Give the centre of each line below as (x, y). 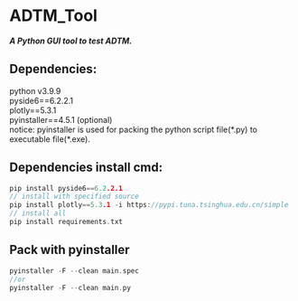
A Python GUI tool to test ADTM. (71, 41)
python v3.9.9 (35, 90)
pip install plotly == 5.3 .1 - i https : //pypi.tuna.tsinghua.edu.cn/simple (149, 205)
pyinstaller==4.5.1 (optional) (61, 119)
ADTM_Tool (53, 16)
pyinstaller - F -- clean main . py (70, 287)
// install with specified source (74, 197)
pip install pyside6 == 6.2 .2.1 (66, 188)
